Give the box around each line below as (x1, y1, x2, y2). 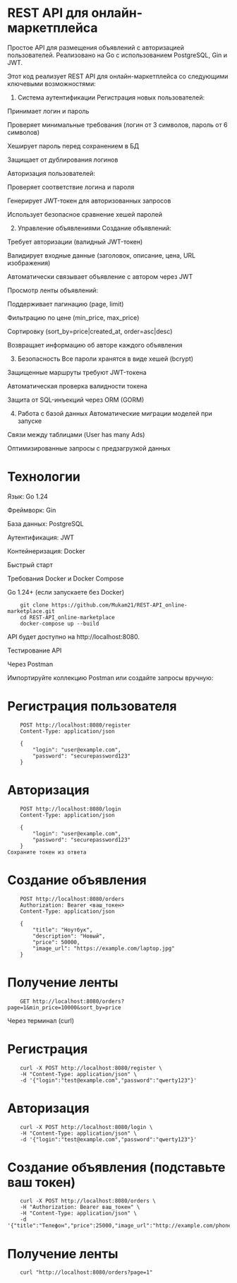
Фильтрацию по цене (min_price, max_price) (7, 313, 140, 322)
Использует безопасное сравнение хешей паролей (7, 210, 163, 218)
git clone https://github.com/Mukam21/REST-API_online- (20, 602, 188, 609)
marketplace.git (7, 607, 55, 615)
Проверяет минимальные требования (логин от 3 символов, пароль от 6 (7, 120, 228, 129)
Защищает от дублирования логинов (7, 155, 119, 164)
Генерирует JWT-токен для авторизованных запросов (7, 196, 171, 205)
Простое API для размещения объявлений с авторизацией (7, 43, 185, 52)
